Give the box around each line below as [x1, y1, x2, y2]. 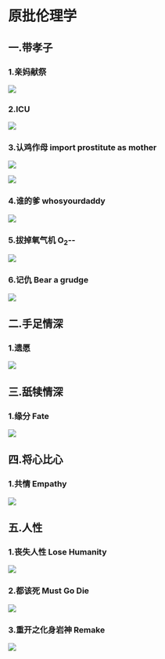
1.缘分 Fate [8, 410, 49, 421]
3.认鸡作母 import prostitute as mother [8, 142, 157, 153]
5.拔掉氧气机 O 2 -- [8, 235, 76, 247]
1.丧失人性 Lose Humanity [8, 547, 107, 557]
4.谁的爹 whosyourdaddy [8, 195, 106, 206]
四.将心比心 [8, 453, 64, 467]
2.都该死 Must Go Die [8, 585, 90, 596]
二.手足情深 [8, 317, 64, 330]
